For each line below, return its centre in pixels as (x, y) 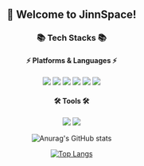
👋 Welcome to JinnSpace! (72, 15)
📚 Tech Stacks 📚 (72, 38)
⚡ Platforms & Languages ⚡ (72, 60)
